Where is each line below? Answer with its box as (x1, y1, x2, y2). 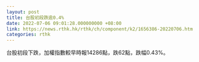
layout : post (6, 9, 40, 15)
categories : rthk (6, 32, 51, 38)
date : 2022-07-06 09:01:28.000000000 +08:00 (6, 20, 122, 26)
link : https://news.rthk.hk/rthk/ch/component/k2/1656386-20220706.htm (6, 26, 193, 32)
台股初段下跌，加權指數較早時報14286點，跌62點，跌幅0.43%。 (6, 49, 169, 57)
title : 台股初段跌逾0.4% (6, 15, 64, 21)
